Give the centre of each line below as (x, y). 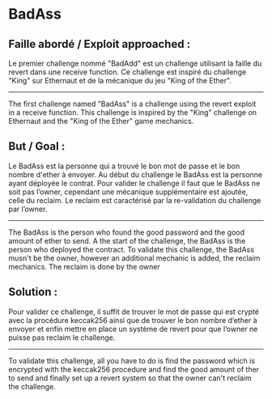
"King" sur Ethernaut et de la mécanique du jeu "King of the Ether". (120, 81)
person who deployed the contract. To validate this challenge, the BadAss (132, 249)
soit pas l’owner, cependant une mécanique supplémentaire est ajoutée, (128, 192)
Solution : (33, 292)
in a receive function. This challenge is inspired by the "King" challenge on (133, 112)
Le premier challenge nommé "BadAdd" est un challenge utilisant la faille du (135, 63)
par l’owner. (28, 209)
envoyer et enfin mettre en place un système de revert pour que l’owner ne (133, 329)
